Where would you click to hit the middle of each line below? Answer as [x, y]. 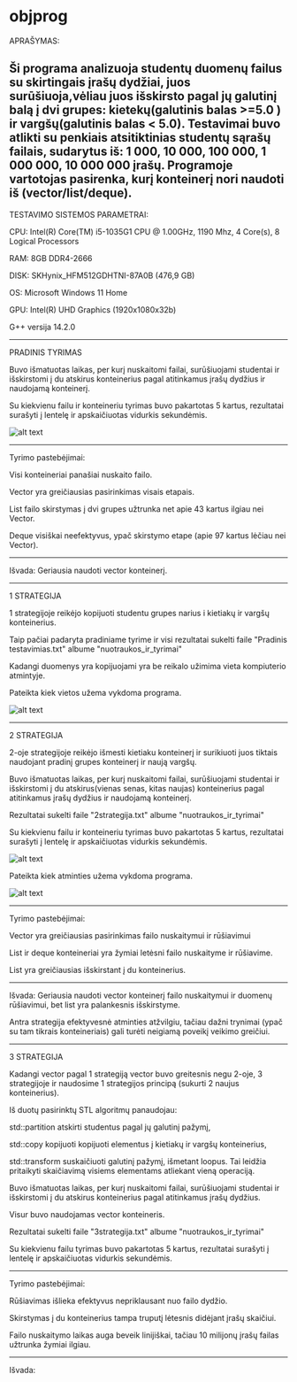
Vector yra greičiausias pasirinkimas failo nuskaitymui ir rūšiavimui [130, 935]
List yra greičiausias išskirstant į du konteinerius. [98, 969]
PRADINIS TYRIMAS [46, 352]
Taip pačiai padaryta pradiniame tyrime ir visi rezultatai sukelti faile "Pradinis [148, 639]
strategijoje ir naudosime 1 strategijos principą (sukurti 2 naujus [125, 1083]
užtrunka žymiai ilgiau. [50, 1344]
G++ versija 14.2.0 [42, 327]
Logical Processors [44, 241]
